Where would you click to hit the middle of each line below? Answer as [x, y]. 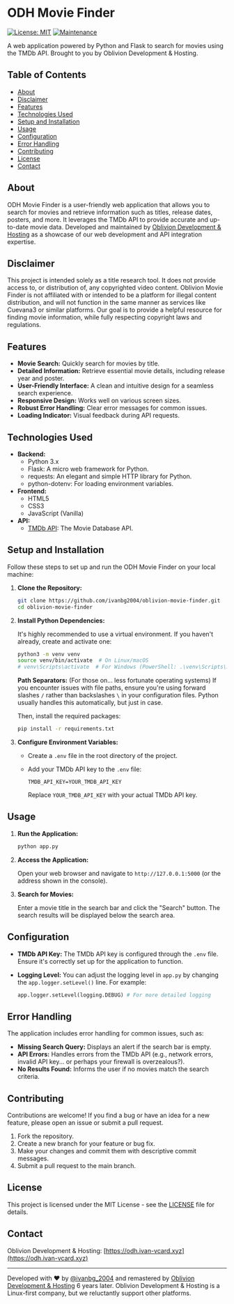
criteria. [28, 1077]
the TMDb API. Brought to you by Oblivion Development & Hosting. [103, 53]
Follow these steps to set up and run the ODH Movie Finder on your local [111, 567]
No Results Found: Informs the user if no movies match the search [113, 1069]
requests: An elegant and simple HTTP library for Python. [110, 476]
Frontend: [32, 491]
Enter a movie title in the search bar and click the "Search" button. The [119, 907]
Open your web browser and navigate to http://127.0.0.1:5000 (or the [119, 873]
